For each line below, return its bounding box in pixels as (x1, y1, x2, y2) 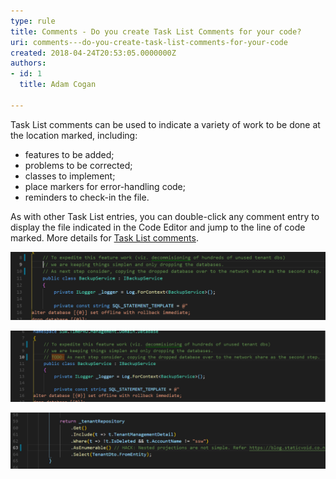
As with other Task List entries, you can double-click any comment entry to (10, 210, 320, 222)
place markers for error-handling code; (24, 180, 186, 192)
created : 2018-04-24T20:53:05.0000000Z (10, 48, 177, 58)
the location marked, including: (10, 129, 138, 141)
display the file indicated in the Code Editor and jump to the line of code (10, 221, 306, 233)
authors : (10, 58, 47, 69)
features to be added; (24, 148, 115, 160)
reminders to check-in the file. (24, 191, 150, 203)
